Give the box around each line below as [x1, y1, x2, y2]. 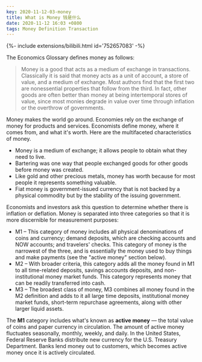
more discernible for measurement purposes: [6, 216, 119, 224]
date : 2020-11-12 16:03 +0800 [6, 20, 83, 26]
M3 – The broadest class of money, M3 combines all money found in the [14, 286, 195, 293]
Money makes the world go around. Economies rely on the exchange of [6, 116, 184, 123]
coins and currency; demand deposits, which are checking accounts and [14, 234, 196, 242]
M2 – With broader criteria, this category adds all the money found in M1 [14, 260, 195, 268]
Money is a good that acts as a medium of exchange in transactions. [21, 66, 191, 73]
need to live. [14, 154, 46, 161]
